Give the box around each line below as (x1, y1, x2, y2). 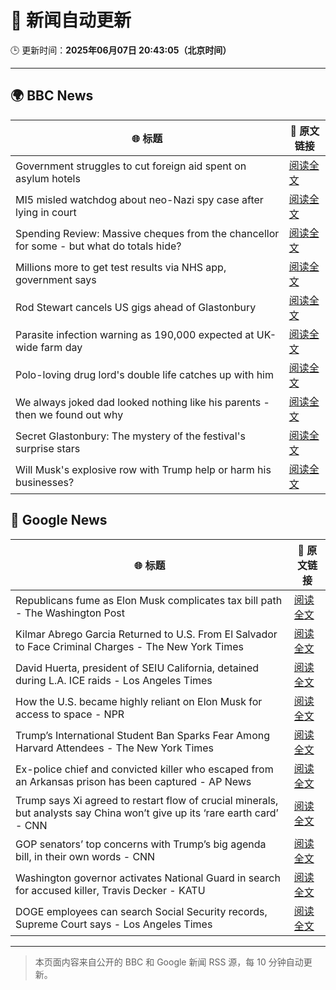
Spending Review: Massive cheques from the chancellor (15, 226, 280, 240)
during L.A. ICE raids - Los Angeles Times (15, 673, 213, 687)
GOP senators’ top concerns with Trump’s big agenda (15, 837, 267, 851)
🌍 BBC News (10, 87, 94, 105)
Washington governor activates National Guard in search (15, 871, 281, 885)
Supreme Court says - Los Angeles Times (15, 917, 213, 931)
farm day (40, 340, 83, 354)
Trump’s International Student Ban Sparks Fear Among (15, 728, 270, 742)
